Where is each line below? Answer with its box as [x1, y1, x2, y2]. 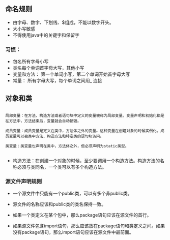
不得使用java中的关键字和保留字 [12, 32, 80, 38]
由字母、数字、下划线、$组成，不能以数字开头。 [12, 19, 114, 25]
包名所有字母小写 [12, 58, 49, 65]
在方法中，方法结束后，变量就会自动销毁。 [5, 118, 81, 124]
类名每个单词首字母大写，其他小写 [12, 65, 84, 71]
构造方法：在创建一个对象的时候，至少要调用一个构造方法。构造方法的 [12, 157, 160, 164]
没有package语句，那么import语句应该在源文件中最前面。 [12, 229, 134, 235]
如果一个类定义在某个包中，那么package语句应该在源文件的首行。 [12, 212, 152, 218]
